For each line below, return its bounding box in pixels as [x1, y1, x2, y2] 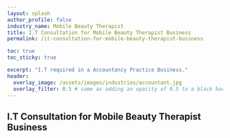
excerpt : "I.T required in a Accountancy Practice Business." [7, 66, 188, 73]
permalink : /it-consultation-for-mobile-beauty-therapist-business [7, 36, 204, 42]
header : [7, 72, 29, 79]
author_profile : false [7, 16, 72, 23]
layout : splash [7, 10, 51, 17]
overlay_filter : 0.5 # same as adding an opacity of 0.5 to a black [13, 85, 213, 92]
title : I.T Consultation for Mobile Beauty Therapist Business [7, 29, 192, 36]
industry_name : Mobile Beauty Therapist [7, 23, 125, 29]
